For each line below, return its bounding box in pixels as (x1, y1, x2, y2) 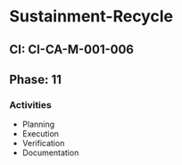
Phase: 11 (9, 71, 62, 87)
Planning (21, 119, 55, 130)
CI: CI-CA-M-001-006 (9, 42, 134, 57)
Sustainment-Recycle (9, 6, 174, 27)
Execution (21, 128, 60, 139)
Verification (21, 138, 65, 149)
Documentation (21, 147, 79, 158)
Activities (9, 98, 52, 111)
